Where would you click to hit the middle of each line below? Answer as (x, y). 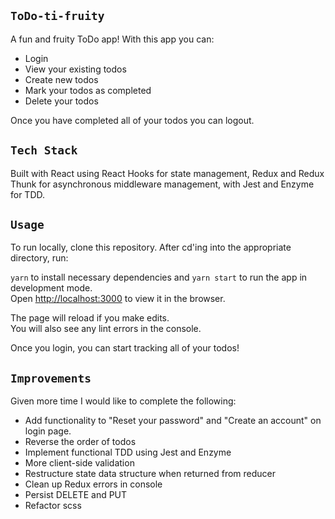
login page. (48, 431)
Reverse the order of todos (80, 442)
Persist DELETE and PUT (76, 495)
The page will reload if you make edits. (90, 318)
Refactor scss (53, 506)
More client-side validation (79, 463)
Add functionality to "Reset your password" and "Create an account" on (173, 421)
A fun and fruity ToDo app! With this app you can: (112, 39)
